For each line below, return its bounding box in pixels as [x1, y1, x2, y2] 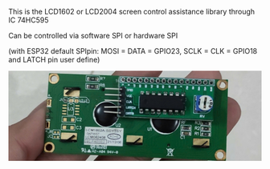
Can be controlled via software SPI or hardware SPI [8, 31, 178, 40]
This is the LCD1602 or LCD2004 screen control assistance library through [8, 7, 256, 16]
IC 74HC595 [8, 15, 50, 25]
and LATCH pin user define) [8, 55, 100, 64]
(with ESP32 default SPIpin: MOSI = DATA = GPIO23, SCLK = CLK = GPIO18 [8, 46, 258, 55]
